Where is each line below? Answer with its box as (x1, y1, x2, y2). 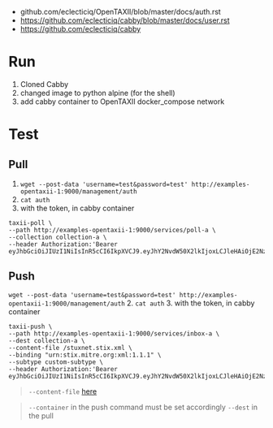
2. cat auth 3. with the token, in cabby (127, 298, 255, 308)
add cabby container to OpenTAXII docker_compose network (19, 97, 225, 106)
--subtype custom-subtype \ (8, 357, 104, 366)
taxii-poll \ (8, 218, 53, 227)
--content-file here (28, 386, 97, 396)
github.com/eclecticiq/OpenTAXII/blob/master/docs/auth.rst (19, 7, 221, 16)
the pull (28, 410, 54, 421)
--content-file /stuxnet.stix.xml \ (8, 344, 132, 352)
